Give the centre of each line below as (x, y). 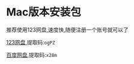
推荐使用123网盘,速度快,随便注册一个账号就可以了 (67, 30)
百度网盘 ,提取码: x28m (32, 55)
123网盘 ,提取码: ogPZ (31, 42)
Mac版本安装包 (44, 12)
